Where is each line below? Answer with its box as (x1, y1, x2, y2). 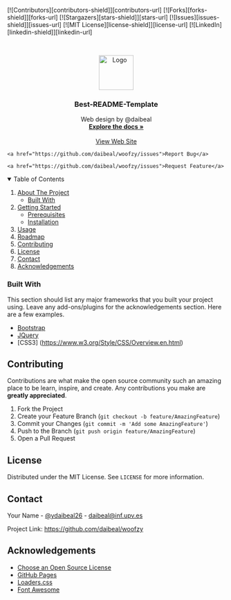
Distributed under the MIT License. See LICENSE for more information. (7, 473, 204, 481)
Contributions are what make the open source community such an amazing (7, 377, 221, 385)
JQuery (17, 331, 39, 339)
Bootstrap (17, 323, 46, 332)
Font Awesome (17, 585, 60, 594)
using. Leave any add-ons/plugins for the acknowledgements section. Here (7, 302, 222, 311)
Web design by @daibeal (80, 115, 152, 123)
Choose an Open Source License (17, 563, 112, 572)
